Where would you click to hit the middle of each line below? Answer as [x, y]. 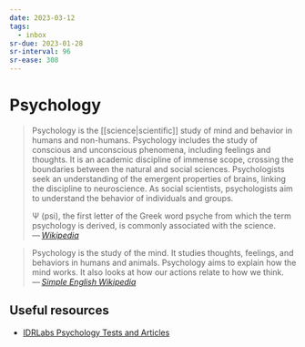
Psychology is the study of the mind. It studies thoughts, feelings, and [163, 252]
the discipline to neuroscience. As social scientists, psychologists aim [162, 189]
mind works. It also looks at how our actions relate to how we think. [158, 272]
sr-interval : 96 [40, 52]
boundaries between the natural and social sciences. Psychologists [158, 168]
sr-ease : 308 [34, 60]
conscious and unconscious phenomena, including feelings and [151, 149]
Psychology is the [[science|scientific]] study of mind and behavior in [162, 130]
